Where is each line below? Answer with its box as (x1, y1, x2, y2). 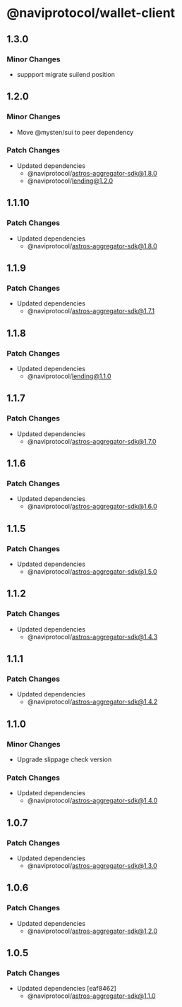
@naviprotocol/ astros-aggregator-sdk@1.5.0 (27, 567, 157, 576)
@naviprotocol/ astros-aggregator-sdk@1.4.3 (27, 632, 158, 641)
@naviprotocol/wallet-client (6, 5, 176, 21)
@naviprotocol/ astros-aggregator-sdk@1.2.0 (27, 927, 158, 935)
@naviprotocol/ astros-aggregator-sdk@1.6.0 (27, 502, 158, 511)
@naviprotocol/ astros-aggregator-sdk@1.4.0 (27, 796, 158, 805)
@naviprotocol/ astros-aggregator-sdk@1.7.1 (27, 307, 155, 315)
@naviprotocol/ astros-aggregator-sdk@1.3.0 (27, 862, 158, 870)
